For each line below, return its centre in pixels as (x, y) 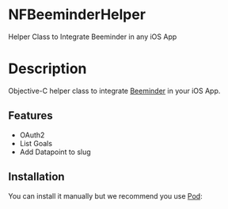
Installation (36, 177)
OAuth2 (32, 135)
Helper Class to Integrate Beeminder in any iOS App (93, 37)
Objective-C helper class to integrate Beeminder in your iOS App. (114, 91)
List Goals (36, 143)
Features (30, 116)
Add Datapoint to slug (55, 152)
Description (47, 69)
